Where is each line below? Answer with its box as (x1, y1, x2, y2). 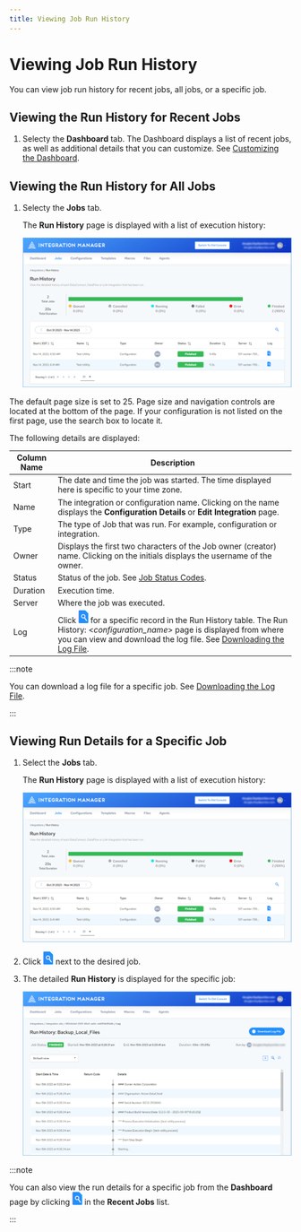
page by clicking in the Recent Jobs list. (9, 1196, 170, 1207)
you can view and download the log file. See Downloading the (57, 634, 285, 645)
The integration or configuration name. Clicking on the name (57, 497, 279, 508)
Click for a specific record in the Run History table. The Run (57, 615, 288, 626)
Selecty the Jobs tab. (21, 203, 102, 213)
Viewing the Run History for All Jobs (9, 178, 217, 194)
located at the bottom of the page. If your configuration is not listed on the (9, 405, 283, 416)
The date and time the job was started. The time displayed (57, 475, 271, 486)
